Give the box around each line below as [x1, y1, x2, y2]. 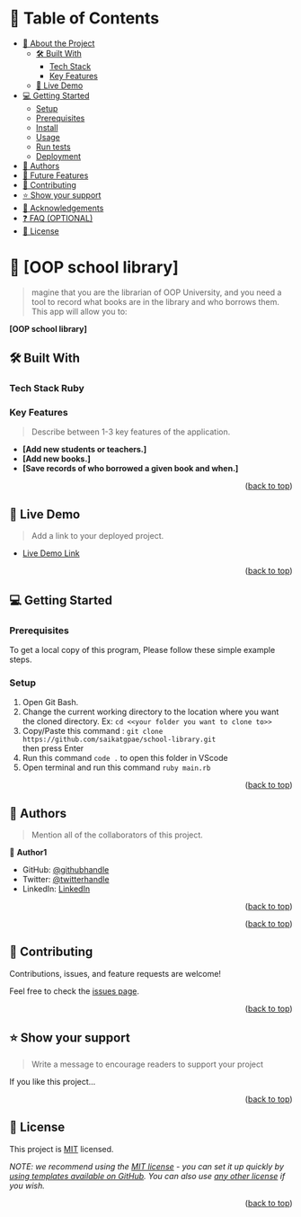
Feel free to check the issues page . [9, 985, 139, 997]
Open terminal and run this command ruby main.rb [22, 762, 211, 773]
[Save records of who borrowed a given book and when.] [22, 463, 239, 474]
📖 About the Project [22, 38, 95, 49]
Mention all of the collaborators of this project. [31, 829, 204, 840]
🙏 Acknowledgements [22, 202, 104, 213]
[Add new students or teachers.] [22, 444, 146, 455]
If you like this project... [9, 1076, 96, 1087]
